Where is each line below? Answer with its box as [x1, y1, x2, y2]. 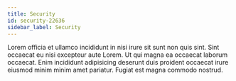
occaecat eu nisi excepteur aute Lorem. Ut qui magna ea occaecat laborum [7, 50, 228, 59]
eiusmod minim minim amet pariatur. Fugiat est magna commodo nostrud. [7, 65, 223, 75]
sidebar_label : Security [7, 23, 81, 31]
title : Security [7, 10, 55, 18]
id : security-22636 [7, 17, 65, 24]
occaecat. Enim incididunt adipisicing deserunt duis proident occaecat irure [7, 58, 229, 67]
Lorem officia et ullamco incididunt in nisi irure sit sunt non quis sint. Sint [7, 43, 220, 52]
